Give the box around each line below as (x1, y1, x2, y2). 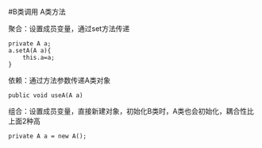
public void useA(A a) (8, 92, 83, 99)
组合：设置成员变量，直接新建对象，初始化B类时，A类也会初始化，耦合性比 (8, 107, 254, 115)
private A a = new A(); (8, 132, 87, 140)
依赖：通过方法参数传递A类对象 (8, 76, 111, 85)
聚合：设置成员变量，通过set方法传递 (8, 24, 130, 33)
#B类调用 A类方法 (8, 7, 66, 16)
